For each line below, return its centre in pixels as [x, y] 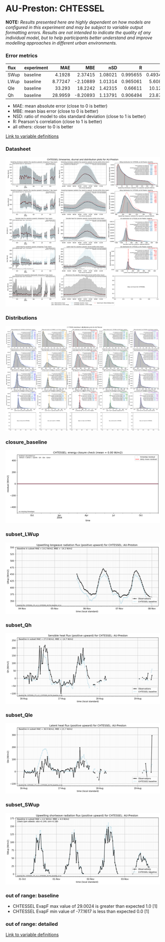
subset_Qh [19, 625]
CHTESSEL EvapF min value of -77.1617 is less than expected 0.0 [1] [81, 912]
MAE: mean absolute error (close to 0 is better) [60, 106]
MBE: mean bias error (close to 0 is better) [55, 111]
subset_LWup [23, 534]
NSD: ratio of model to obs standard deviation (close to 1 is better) [79, 117]
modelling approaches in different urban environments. [61, 43]
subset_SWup [23, 805]
